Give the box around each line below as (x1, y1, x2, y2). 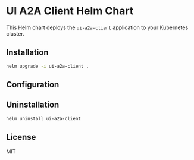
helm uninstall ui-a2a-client (6, 115, 82, 121)
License (6, 132, 36, 142)
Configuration (6, 80, 60, 90)
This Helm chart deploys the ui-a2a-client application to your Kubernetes (6, 24, 189, 31)
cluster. (6, 30, 25, 37)
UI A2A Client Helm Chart (6, 4, 134, 18)
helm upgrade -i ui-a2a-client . (6, 63, 89, 69)
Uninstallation (6, 100, 60, 110)
